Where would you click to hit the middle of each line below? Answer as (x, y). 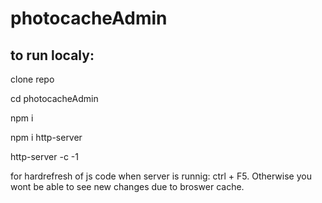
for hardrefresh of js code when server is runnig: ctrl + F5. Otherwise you (161, 176)
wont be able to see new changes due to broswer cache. (127, 186)
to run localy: (52, 55)
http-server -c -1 (44, 156)
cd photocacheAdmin (54, 98)
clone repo (32, 79)
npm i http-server (46, 137)
